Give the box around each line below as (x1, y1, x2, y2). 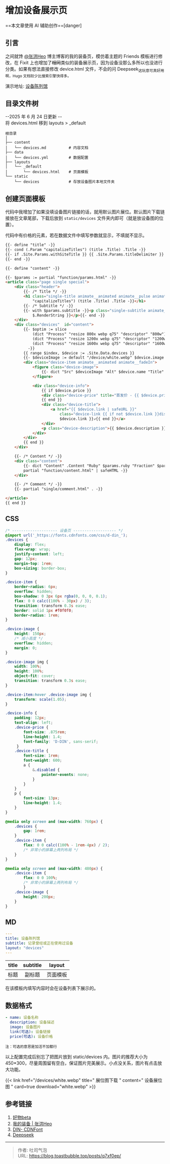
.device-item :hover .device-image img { (5, 692, 92, 697)
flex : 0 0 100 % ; (23, 876, 58, 881)
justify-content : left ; (14, 552, 65, 557)
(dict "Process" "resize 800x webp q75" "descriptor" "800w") (32, 332, 166, 337)
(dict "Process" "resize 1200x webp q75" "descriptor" (32, 336, 151, 341)
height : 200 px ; (23, 894, 56, 899)
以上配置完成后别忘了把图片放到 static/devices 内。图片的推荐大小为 (5, 1053, 148, 1059)
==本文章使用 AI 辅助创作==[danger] (5, 22, 82, 28)
